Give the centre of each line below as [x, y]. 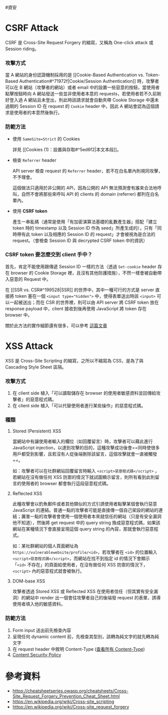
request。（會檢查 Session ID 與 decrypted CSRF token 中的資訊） [80, 241]
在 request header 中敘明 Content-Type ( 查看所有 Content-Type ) [78, 649]
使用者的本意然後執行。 [38, 112]
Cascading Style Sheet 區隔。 [36, 367]
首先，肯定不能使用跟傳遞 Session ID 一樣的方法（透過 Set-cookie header [81, 266]
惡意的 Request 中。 [30, 279]
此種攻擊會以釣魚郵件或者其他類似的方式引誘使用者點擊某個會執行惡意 [85, 504]
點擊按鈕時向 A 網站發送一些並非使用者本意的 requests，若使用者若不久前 [81, 94]
